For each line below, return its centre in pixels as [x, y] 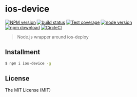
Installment [23, 52]
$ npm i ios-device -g [28, 63]
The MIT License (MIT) [28, 90]
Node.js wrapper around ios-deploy [53, 37]
